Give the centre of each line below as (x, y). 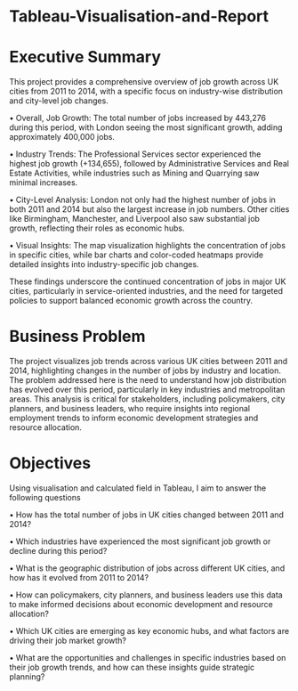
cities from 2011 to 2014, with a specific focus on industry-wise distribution (146, 92)
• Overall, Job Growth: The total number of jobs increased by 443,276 (138, 118)
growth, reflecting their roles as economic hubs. (97, 228)
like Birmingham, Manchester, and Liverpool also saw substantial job (135, 219)
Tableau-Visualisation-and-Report (139, 16)
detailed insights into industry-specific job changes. (104, 264)
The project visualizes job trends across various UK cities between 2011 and (149, 362)
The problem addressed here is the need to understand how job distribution (148, 380)
